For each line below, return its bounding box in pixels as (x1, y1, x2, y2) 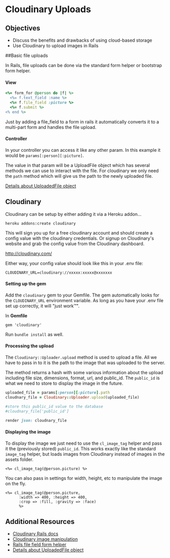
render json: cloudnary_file (5, 418, 67, 423)
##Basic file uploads (5, 52, 48, 58)
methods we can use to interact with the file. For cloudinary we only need (5, 168, 159, 174)
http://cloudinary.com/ (5, 250, 52, 256)
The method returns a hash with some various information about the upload (5, 370, 163, 375)
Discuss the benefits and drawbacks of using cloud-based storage (12, 37, 152, 43)
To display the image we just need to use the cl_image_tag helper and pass (5, 440, 162, 446)
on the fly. (5, 480, 26, 486)
